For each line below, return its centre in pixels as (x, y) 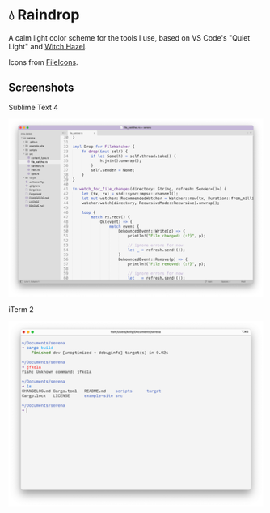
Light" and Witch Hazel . (48, 46)
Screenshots (41, 88)
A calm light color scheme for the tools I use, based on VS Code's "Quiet (129, 37)
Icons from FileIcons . (43, 62)
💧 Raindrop (44, 15)
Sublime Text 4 (34, 107)
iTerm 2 (21, 309)
